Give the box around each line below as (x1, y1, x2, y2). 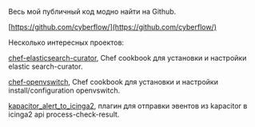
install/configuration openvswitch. (8, 85, 121, 95)
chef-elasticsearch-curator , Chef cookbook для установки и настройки (8, 54, 247, 62)
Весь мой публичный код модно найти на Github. (8, 7, 177, 16)
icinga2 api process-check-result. (8, 109, 120, 119)
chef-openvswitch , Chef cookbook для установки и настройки (8, 77, 218, 86)
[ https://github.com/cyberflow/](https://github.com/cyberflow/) (8, 22, 217, 31)
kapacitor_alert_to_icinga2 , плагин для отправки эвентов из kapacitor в (8, 101, 248, 110)
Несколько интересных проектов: (8, 38, 125, 47)
